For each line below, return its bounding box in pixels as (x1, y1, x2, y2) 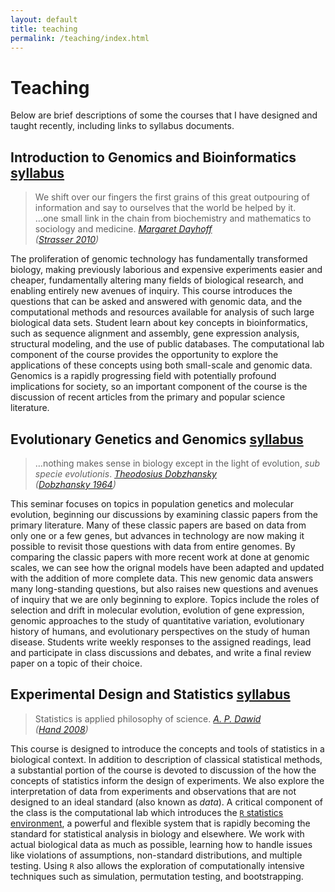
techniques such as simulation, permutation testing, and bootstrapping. (10, 870, 304, 882)
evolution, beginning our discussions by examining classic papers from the (10, 508, 318, 520)
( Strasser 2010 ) (34, 234, 100, 246)
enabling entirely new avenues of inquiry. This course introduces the (10, 285, 293, 297)
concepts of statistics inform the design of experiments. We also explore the (10, 774, 325, 786)
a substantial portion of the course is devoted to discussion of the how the (10, 764, 317, 776)
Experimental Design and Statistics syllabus (10, 686, 291, 703)
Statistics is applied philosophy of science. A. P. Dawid (34, 712, 262, 725)
